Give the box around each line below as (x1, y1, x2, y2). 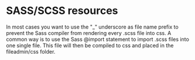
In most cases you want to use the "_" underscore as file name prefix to (6, 23, 179, 30)
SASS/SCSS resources (6, 4, 118, 17)
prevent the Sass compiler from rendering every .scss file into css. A (6, 29, 172, 36)
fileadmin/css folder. (6, 48, 56, 55)
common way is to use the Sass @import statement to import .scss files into (6, 36, 189, 43)
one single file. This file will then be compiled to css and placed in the (6, 42, 174, 49)
